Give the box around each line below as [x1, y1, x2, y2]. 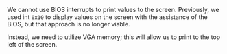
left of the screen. [7, 40, 58, 48]
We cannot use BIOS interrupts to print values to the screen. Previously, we [7, 6, 219, 13]
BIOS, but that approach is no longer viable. [7, 20, 130, 28]
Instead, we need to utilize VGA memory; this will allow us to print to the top [7, 33, 221, 41]
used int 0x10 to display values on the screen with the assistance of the [7, 13, 208, 21]
